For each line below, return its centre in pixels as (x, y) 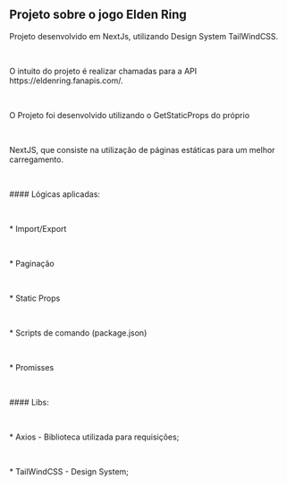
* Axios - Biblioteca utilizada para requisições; (94, 437)
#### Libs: (29, 402)
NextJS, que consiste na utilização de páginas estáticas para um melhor (142, 149)
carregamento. (37, 159)
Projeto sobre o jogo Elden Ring (98, 15)
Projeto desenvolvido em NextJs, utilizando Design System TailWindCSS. (144, 36)
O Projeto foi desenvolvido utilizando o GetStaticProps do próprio (130, 115)
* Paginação (32, 263)
